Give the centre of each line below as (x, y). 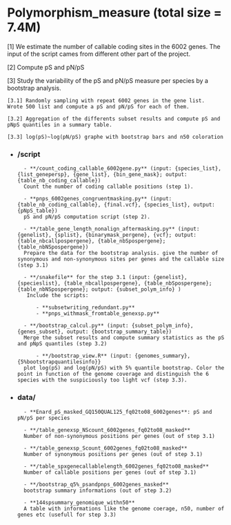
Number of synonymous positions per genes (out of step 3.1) (113, 454)
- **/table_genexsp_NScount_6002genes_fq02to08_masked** (107, 430)
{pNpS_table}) (37, 211)
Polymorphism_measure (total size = (114, 13)
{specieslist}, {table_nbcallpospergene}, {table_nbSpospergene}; (114, 284)
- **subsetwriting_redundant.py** (85, 308)
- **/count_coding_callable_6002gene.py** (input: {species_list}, (123, 169)
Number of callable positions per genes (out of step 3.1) (110, 472)
